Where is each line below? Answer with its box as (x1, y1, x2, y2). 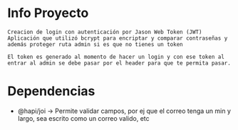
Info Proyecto (7, 5, 89, 21)
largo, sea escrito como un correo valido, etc (17, 114, 150, 122)
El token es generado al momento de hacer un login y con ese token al (7, 53, 224, 60)
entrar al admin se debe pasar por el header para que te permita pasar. (7, 59, 232, 67)
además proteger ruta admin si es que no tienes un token (7, 40, 183, 48)
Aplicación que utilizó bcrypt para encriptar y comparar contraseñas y (7, 34, 228, 42)
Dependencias (7, 83, 95, 99)
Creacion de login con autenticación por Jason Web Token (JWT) (7, 28, 202, 36)
